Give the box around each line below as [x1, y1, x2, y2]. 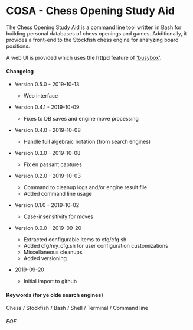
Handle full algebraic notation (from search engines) [23, 138, 151, 145]
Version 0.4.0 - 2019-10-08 [14, 127, 81, 134]
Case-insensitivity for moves [23, 213, 93, 220]
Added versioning [23, 255, 67, 262]
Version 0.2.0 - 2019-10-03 [14, 173, 81, 180]
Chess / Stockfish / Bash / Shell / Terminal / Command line [6, 305, 149, 312]
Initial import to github [23, 278, 77, 285]
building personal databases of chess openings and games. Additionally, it [6, 30, 187, 37]
